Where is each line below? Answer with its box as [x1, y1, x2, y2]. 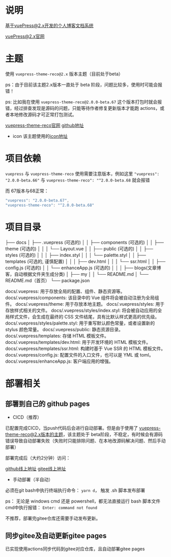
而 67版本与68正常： [5, 188, 49, 194]
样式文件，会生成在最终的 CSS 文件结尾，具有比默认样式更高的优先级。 [9, 313, 160, 319]
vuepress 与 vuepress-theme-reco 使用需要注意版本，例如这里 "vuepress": [5, 170, 159, 177]
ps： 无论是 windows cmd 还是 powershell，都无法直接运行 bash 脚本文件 [5, 498, 161, 504]
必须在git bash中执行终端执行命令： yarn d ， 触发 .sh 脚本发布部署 [5, 487, 146, 493]
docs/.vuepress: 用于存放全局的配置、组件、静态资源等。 [5, 288, 125, 294]
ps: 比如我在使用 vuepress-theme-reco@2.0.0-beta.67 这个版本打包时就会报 [5, 99, 162, 105]
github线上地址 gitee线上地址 [5, 465, 66, 472]
